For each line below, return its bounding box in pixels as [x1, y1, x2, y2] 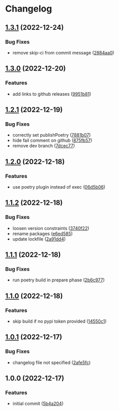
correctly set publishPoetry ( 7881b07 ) [12, 132, 91, 138]
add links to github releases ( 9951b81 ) [12, 91, 91, 97]
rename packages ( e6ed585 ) [12, 230, 73, 237]
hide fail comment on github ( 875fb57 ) [12, 137, 92, 144]
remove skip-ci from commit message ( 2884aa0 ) [12, 49, 114, 55]
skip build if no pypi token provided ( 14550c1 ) [12, 318, 107, 324]
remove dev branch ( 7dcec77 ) [12, 143, 75, 149]
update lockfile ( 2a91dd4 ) [12, 236, 66, 242]
